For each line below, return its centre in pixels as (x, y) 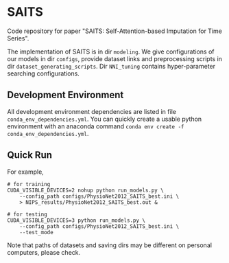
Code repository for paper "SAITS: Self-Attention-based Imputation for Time (115, 31)
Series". (18, 38)
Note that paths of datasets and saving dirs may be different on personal (110, 245)
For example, (26, 172)
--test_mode (36, 232)
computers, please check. (44, 252)
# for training (29, 184)
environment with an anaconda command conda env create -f (96, 126)
